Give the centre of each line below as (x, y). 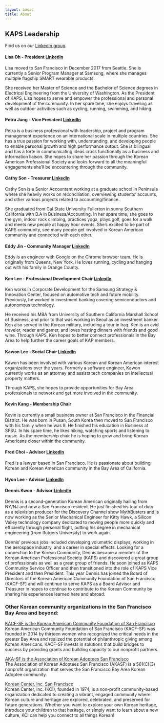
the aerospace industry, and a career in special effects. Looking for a (74, 547)
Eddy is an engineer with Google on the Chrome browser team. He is (74, 257)
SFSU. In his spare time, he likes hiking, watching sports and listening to (77, 430)
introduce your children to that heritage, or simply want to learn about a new (82, 710)
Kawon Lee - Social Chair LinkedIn (41, 351)
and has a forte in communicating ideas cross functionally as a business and (82, 151)
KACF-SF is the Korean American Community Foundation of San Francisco (80, 624)
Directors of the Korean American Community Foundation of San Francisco (80, 578)
